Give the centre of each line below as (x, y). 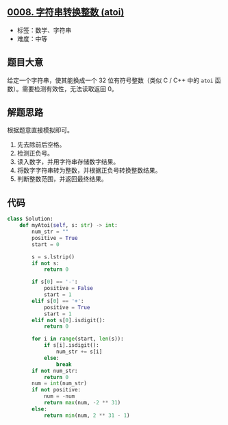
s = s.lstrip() (53, 257)
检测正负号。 (35, 154)
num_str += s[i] (79, 352)
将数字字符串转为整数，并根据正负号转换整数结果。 (89, 171)
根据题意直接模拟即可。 (40, 130)
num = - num (59, 396)
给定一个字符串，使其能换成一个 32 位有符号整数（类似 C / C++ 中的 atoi (110, 80)
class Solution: (30, 219)
